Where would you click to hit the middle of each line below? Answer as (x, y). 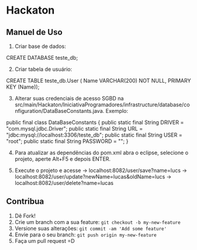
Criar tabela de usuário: (43, 69)
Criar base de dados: (40, 46)
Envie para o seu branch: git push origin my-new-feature (85, 235)
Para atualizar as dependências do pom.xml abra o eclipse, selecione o (101, 152)
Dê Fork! (25, 216)
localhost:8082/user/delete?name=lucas (64, 183)
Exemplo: (117, 111)
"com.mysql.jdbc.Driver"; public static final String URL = (75, 129)
